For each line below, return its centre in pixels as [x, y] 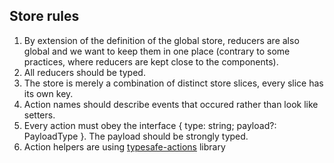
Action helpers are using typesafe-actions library [124, 146]
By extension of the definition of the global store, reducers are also [161, 40]
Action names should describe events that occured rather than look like [171, 104]
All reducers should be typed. [84, 72]
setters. [39, 115]
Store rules [44, 16]
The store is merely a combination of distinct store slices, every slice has [173, 83]
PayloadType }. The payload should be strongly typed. [136, 136]
